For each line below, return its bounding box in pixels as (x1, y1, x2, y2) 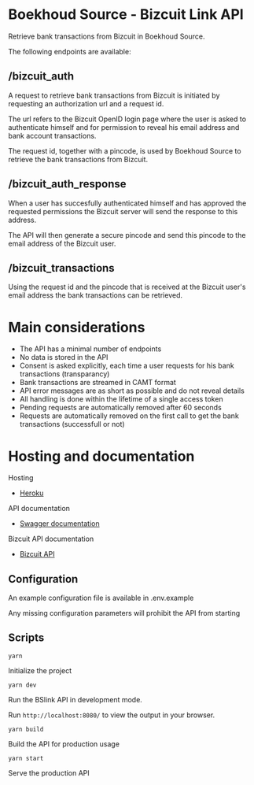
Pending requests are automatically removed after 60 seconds (19, 403, 222, 413)
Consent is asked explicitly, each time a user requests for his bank (19, 361, 234, 371)
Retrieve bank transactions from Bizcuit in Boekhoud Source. (8, 31, 206, 41)
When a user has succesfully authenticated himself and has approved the (8, 198, 247, 208)
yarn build (8, 725, 44, 733)
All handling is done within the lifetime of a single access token (19, 394, 223, 404)
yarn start (8, 754, 44, 762)
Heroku (19, 488, 44, 498)
